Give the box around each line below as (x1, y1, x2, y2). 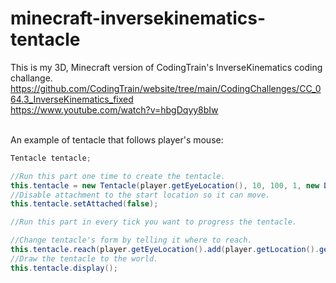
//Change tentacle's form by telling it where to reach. (10, 235, 253, 246)
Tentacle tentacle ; (10, 153, 92, 163)
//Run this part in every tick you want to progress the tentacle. (10, 217, 298, 227)
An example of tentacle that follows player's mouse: (10, 133, 224, 146)
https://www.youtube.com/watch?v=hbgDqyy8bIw (10, 103, 219, 116)
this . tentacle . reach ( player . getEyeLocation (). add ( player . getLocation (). (10, 245, 320, 255)
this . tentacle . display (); (10, 263, 118, 273)
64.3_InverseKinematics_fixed (10, 93, 134, 105)
